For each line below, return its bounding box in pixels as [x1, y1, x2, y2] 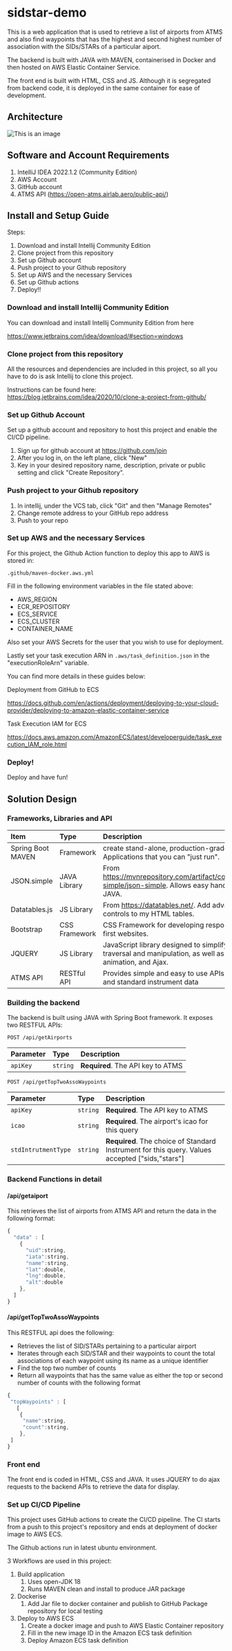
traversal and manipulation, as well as [102, 948, 224, 958]
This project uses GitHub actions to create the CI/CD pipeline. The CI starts [7, 1516, 221, 1524]
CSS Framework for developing [102, 920, 204, 929]
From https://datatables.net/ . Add [102, 900, 211, 909]
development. [7, 91, 46, 99]
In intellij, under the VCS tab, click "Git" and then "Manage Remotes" [17, 501, 213, 510]
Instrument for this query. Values [106, 1145, 212, 1155]
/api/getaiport [7, 1191, 48, 1199]
